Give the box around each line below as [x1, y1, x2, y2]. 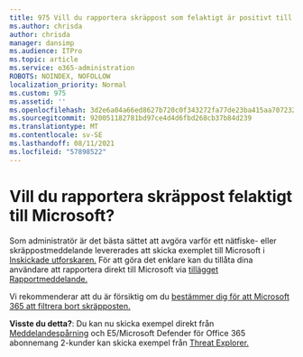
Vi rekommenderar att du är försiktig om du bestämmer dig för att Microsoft [9, 290, 290, 302]
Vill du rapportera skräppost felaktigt [9, 186, 293, 206]
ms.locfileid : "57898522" [9, 147, 106, 156]
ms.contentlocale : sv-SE [9, 131, 103, 140]
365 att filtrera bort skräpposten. [9, 300, 131, 311]
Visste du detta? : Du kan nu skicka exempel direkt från [9, 317, 215, 329]
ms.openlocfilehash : [9, 105, 87, 114]
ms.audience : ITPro [9, 47, 83, 56]
